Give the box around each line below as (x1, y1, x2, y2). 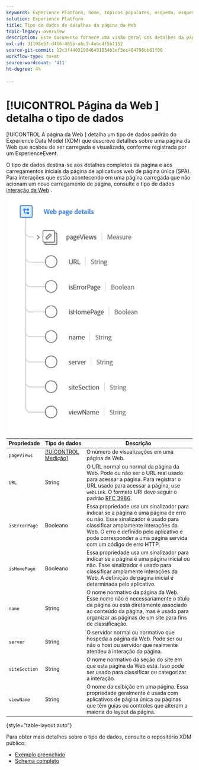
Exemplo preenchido (14, 751, 66, 758)
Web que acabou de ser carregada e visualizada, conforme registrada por (6, 143, 187, 151)
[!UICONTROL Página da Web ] (6, 99, 159, 112)
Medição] (44, 455, 69, 462)
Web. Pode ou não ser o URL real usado (86, 469, 184, 476)
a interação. (86, 675, 115, 682)
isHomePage (8, 565, 36, 572)
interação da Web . (6, 187, 52, 194)
